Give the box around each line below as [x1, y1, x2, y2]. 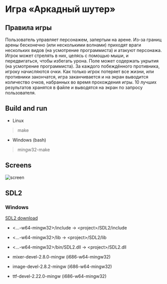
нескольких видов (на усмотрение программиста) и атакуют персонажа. [5, 47, 162, 53]
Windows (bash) [12, 136, 46, 143]
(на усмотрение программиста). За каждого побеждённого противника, [5, 63, 160, 69]
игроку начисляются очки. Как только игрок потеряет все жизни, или [5, 68, 154, 74]
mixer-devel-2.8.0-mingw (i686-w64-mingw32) [12, 254, 111, 260]
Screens [5, 161, 31, 169]
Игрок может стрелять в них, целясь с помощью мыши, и [5, 52, 129, 58]
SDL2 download [5, 215, 38, 221]
